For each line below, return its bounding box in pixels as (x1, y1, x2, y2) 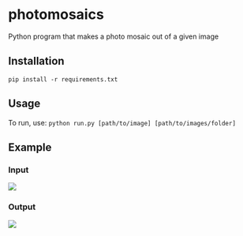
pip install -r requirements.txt (8, 75, 118, 84)
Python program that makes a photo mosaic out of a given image (8, 32, 219, 41)
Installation (8, 54, 65, 68)
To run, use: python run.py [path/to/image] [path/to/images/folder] (8, 118, 237, 127)
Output (8, 201, 36, 212)
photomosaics (8, 6, 104, 24)
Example (8, 140, 52, 154)
